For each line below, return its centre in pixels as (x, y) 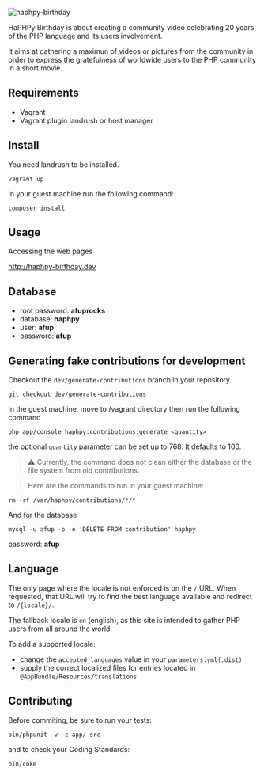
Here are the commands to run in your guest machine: (115, 486)
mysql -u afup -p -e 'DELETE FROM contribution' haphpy (102, 530)
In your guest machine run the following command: (91, 193)
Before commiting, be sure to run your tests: (80, 720)
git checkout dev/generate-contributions (77, 395)
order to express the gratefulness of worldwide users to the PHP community (132, 60)
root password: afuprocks (62, 311)
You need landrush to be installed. (64, 164)
